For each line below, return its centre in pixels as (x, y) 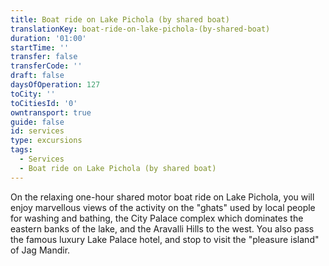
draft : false (37, 76)
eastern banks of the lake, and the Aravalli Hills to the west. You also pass (162, 228)
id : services (37, 131)
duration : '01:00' (48, 38)
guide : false (37, 122)
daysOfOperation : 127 (55, 85)
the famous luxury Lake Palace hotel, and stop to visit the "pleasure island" (165, 239)
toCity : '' (33, 94)
